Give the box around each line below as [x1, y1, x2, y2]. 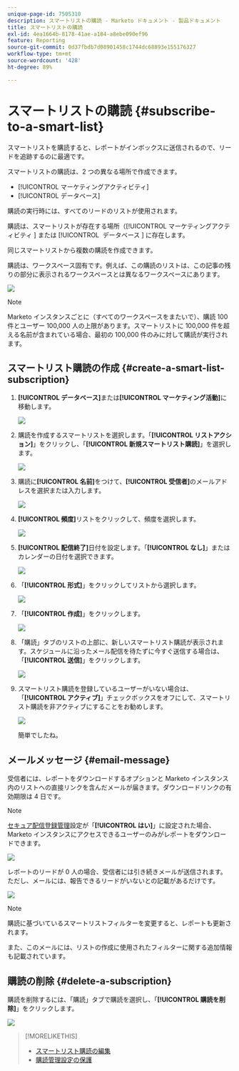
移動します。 [17, 402, 56, 411]
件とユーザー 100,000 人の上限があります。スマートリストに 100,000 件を [7, 321, 224, 329]
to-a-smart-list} [7, 119, 105, 134]
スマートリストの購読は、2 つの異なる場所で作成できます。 [7, 167, 181, 176]
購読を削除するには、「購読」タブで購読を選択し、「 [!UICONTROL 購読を [7, 995, 220, 1004]
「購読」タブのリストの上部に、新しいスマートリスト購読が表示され [17, 638, 218, 647]
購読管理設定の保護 [35, 1055, 93, 1064]
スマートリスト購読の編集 [35, 1047, 111, 1055]
